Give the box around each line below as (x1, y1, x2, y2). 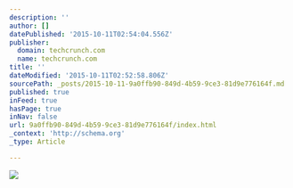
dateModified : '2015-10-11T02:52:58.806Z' (9, 71, 169, 80)
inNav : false (9, 112, 58, 121)
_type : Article (9, 137, 66, 146)
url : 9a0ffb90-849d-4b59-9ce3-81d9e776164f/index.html (9, 121, 217, 130)
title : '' (9, 63, 46, 72)
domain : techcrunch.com (17, 46, 105, 55)
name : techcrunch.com (17, 54, 98, 63)
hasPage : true (9, 104, 62, 113)
